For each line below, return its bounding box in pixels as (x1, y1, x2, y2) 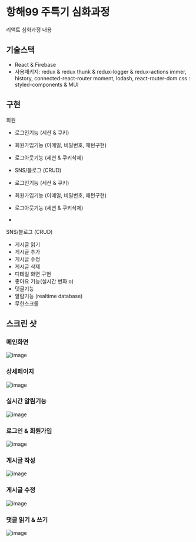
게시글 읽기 (14, 240, 41, 248)
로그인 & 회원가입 (6, 426, 52, 435)
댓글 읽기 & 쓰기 (6, 515, 48, 524)
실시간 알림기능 (6, 397, 47, 405)
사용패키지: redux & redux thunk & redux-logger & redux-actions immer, (14, 68, 187, 75)
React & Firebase (14, 61, 57, 68)
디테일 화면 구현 (14, 270, 51, 277)
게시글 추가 (14, 248, 41, 255)
